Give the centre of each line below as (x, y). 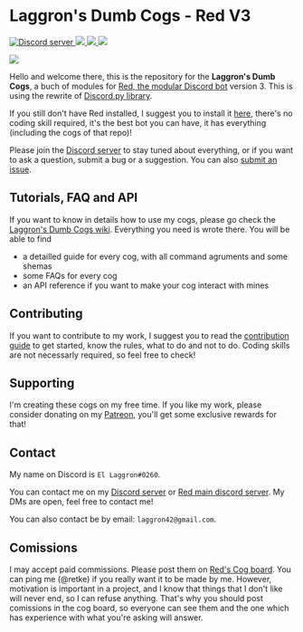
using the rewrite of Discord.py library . (81, 95)
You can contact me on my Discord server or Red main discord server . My (147, 492)
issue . (20, 169)
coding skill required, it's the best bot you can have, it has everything (138, 122)
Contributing (46, 314)
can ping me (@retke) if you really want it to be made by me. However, (141, 579)
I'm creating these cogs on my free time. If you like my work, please (136, 405)
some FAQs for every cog (70, 275)
